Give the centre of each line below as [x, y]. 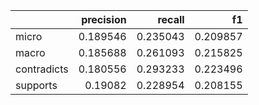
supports [36, 85]
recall [171, 19]
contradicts [42, 69]
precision [104, 19]
